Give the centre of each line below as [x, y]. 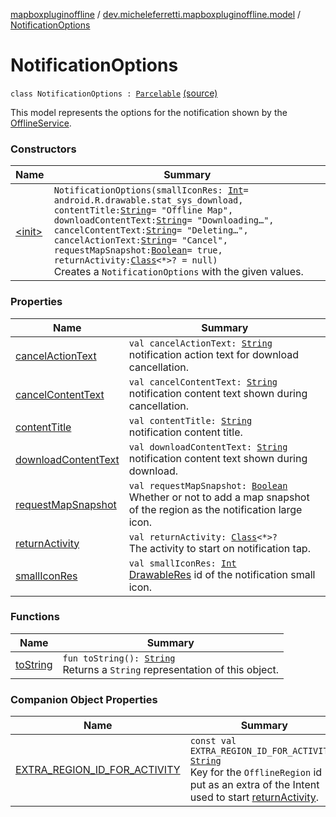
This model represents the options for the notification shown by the [149, 112]
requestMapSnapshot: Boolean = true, [138, 250]
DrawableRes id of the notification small [222, 574]
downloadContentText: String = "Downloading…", [164, 220]
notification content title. [185, 432]
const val [213, 741]
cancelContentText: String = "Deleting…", [151, 230]
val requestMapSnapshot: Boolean [208, 485]
